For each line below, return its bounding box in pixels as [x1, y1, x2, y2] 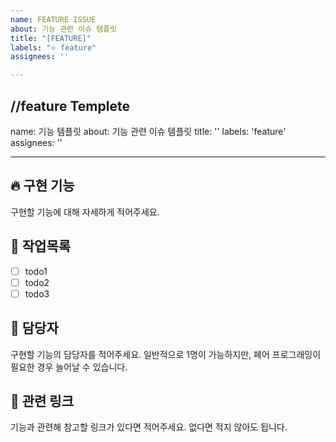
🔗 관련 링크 [10, 392, 75, 410]
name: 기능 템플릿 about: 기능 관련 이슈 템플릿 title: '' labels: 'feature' [10, 125, 287, 137]
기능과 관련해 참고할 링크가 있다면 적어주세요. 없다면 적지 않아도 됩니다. [10, 421, 288, 433]
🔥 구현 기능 [10, 177, 75, 195]
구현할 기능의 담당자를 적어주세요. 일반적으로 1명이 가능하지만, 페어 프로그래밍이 [10, 348, 322, 360]
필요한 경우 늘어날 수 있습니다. [10, 361, 128, 373]
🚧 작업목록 [10, 238, 72, 255]
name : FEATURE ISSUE [10, 14, 97, 25]
